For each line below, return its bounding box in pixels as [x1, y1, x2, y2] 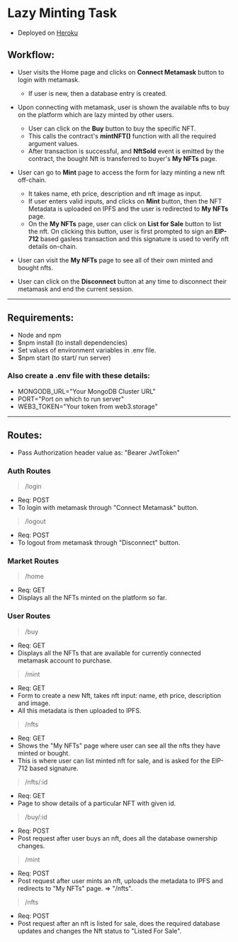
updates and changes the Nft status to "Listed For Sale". [17, 926, 182, 935]
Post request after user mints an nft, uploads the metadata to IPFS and [17, 876, 223, 885]
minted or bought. [17, 748, 71, 757]
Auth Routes [7, 466, 51, 476]
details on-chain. [28, 242, 78, 250]
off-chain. [17, 175, 47, 184]
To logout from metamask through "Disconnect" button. [17, 538, 181, 547]
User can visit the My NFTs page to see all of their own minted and [17, 255, 213, 264]
